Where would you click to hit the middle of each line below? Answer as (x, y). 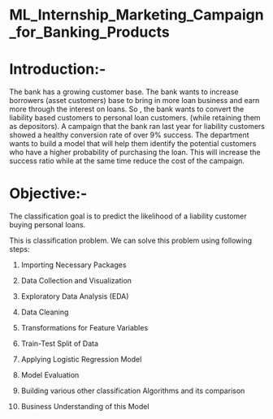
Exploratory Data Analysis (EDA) (75, 296)
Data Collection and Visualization (76, 281)
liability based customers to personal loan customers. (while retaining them (135, 118)
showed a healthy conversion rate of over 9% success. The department (130, 135)
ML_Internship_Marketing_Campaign (136, 15)
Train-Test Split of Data (60, 343)
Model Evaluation (50, 375)
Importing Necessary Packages (74, 265)
